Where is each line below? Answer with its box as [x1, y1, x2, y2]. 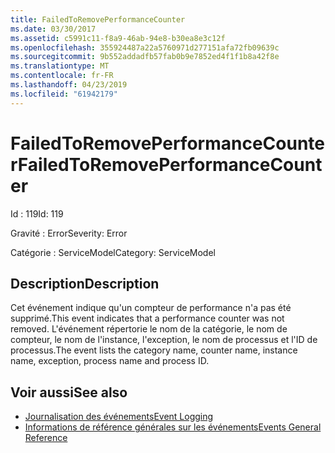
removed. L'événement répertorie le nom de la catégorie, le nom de [10, 323, 288, 335]
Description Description [10, 275, 160, 292]
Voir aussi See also [10, 384, 128, 401]
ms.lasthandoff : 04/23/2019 [10, 80, 128, 90]
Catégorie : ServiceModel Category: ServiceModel [10, 246, 216, 258]
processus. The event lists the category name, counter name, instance [10, 344, 298, 356]
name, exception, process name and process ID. [10, 355, 210, 367]
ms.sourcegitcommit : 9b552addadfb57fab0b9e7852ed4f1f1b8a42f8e [10, 52, 280, 62]
